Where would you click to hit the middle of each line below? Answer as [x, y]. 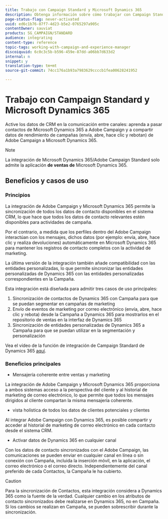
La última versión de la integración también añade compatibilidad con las [80, 263]
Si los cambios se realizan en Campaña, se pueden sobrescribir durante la [82, 506]
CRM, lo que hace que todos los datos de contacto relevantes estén [75, 217]
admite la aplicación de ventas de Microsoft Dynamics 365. [66, 165]
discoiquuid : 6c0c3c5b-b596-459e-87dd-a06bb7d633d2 [60, 52]
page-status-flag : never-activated [42, 19]
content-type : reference [31, 43]
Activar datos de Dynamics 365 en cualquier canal [64, 440]
